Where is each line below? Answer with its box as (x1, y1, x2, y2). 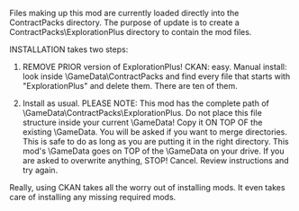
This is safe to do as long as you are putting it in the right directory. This (22, 136, 290, 146)
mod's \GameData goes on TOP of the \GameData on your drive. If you (22, 145, 285, 156)
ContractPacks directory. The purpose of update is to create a (9, 17, 240, 28)
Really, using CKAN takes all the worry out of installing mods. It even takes (9, 182, 285, 192)
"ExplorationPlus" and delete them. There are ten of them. (22, 81, 238, 91)
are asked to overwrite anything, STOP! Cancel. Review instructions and (22, 155, 290, 165)
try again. (22, 165, 59, 175)
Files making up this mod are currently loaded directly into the (9, 8, 240, 18)
